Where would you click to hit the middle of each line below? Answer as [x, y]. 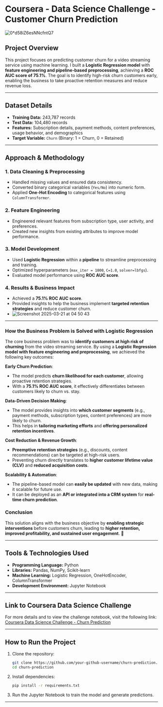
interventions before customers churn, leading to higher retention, [73, 528]
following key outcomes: [30, 357]
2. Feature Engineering [32, 210]
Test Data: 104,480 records [40, 122]
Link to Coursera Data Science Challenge [68, 605]
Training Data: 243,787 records [44, 117]
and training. [25, 265]
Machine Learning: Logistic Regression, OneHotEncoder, [69, 575]
